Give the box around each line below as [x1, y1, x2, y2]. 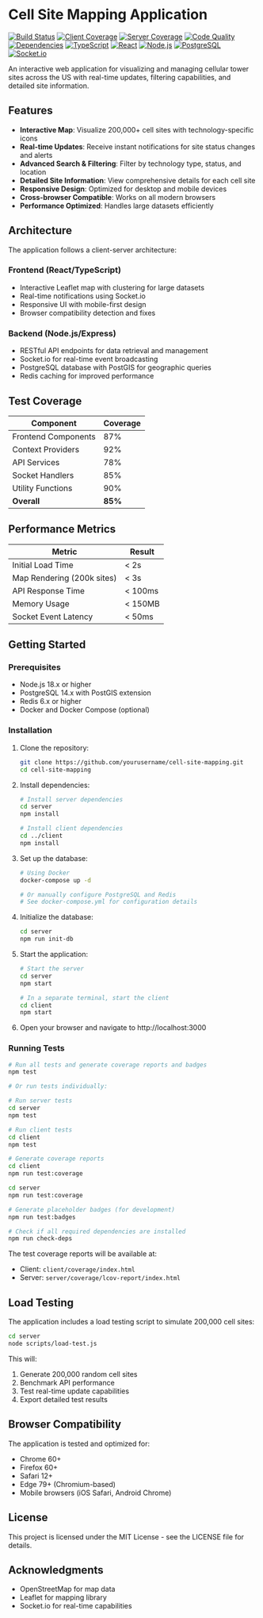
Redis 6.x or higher [19, 697, 82, 706]
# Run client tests [8, 1125, 73, 1134]
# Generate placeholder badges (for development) [8, 1205, 176, 1213]
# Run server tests [8, 1097, 73, 1105]
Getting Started [8, 638, 86, 651]
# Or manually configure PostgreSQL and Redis [19, 890, 177, 898]
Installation [8, 724, 53, 736]
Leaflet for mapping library [19, 1593, 107, 1602]
